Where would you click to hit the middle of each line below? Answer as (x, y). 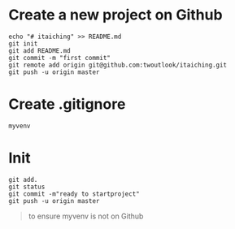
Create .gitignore (67, 104)
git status (27, 187)
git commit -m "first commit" (60, 58)
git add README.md (39, 50)
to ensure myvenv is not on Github (86, 216)
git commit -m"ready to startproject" (74, 194)
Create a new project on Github (115, 15)
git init (23, 43)
